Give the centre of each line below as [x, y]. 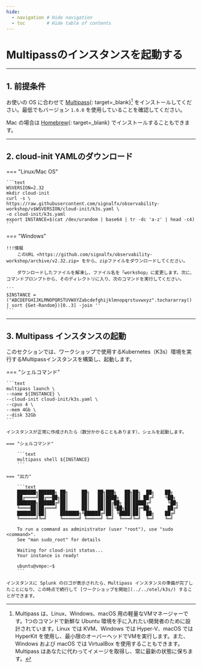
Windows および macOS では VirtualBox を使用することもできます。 [99, 644]
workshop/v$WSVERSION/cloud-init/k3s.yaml [60, 209]
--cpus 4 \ [20, 405]
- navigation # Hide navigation [52, 17]
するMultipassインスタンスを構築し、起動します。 [73, 359]
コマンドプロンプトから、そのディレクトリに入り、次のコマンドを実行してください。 [95, 279]
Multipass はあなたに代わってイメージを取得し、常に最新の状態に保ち [101, 651]
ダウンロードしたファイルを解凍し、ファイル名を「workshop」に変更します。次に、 [106, 273]
